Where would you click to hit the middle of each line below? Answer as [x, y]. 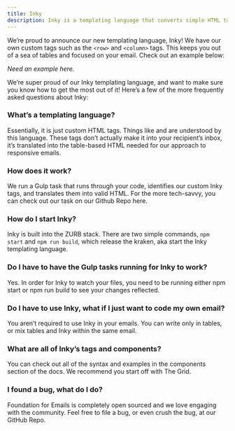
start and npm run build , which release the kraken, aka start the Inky [107, 241]
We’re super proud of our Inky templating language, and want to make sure [115, 82]
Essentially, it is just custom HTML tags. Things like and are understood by [114, 130]
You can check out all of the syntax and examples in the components [107, 364]
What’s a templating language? [61, 115]
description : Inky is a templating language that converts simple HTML [114, 20]
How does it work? [40, 171]
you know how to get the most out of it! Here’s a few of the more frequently [115, 90]
